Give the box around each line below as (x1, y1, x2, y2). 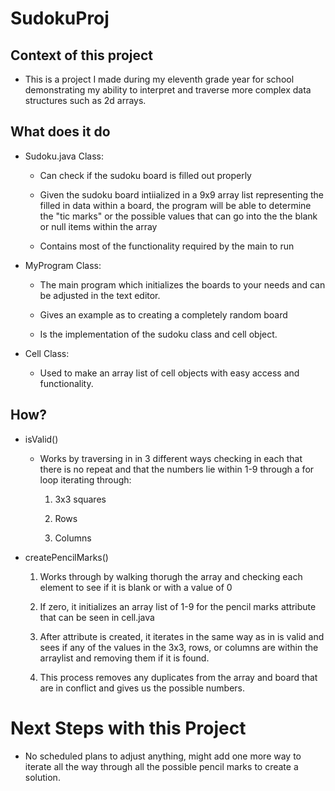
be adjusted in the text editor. (39, 289, 161, 301)
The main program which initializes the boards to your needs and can (39, 278, 326, 291)
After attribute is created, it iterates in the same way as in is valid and (39, 630, 325, 642)
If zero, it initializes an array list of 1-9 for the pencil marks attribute (39, 600, 317, 612)
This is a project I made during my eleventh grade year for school (24, 73, 295, 85)
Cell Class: (24, 347, 70, 359)
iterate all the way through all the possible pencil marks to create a (24, 760, 299, 772)
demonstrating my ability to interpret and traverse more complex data (24, 84, 312, 96)
